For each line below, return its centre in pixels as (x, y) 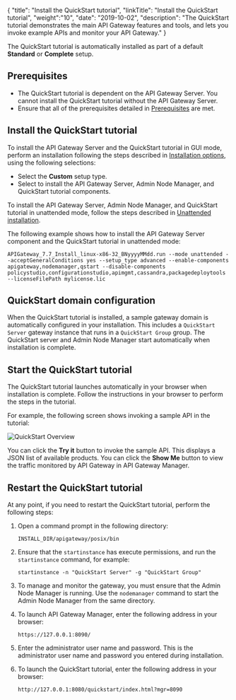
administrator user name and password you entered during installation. (120, 655)
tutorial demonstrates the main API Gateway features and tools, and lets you (118, 25)
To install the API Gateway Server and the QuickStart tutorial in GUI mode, (115, 147)
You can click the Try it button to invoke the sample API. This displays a (111, 450)
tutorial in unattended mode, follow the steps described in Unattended (110, 212)
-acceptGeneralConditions (45, 260)
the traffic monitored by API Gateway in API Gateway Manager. (98, 465)
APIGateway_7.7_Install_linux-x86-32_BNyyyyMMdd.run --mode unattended (115, 254)
